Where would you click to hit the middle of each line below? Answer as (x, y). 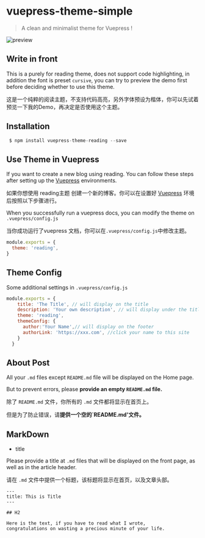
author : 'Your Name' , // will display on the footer (88, 327)
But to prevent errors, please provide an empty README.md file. (85, 389)
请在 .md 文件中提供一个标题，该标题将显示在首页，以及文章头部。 (89, 480)
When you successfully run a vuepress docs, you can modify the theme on (101, 213)
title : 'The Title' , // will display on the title (83, 304)
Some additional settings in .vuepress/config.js (67, 287)
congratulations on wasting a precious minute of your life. (86, 529)
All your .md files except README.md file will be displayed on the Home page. (100, 377)
